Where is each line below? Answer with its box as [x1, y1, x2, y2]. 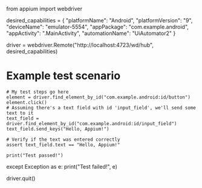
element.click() [6, 99, 47, 105]
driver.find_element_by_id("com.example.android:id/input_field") [6, 120, 177, 126]
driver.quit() [6, 175, 36, 182]
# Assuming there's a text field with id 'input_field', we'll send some [6, 105, 197, 111]
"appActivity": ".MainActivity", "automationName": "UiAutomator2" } [6, 30, 176, 37]
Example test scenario [6, 69, 121, 83]
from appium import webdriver [6, 5, 83, 12]
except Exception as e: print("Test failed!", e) [6, 163, 118, 170]
